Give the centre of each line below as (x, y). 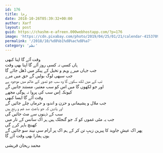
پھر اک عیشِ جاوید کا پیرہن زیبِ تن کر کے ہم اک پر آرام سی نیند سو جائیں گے (74, 130)
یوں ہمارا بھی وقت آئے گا (27, 136)
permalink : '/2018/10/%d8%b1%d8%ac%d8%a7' (49, 41)
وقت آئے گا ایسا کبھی (24, 97)
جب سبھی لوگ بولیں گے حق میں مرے (39, 76)
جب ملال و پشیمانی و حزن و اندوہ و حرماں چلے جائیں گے (56, 103)
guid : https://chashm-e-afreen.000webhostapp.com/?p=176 (64, 32)
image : (12, 37)
